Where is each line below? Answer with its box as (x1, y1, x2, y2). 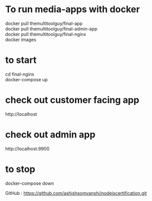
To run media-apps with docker (5, 4, 140, 15)
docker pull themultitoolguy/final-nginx (5, 31, 86, 37)
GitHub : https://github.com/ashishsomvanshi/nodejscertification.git (5, 190, 147, 196)
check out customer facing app (5, 94, 139, 106)
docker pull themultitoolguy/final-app (5, 20, 83, 26)
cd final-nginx (5, 71, 34, 77)
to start (5, 54, 37, 66)
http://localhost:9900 (5, 146, 50, 152)
